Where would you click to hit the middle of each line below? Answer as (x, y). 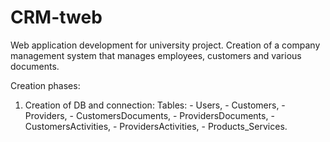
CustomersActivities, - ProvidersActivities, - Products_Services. (156, 126)
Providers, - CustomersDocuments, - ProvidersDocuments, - (149, 115)
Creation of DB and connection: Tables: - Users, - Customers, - (155, 105)
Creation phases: (45, 85)
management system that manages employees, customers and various (156, 55)
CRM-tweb (56, 17)
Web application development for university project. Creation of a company (165, 45)
